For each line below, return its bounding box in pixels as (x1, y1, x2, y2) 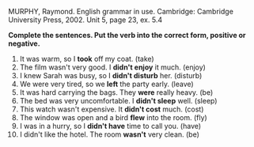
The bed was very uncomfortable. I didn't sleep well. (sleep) (19, 96, 218, 105)
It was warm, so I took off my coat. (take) (19, 55, 154, 63)
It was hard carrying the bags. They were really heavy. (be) (19, 88, 214, 97)
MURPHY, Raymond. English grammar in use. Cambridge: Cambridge (8, 7, 233, 16)
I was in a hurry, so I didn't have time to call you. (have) (19, 122, 202, 130)
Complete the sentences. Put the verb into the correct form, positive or (8, 31, 247, 40)
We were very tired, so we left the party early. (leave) (19, 79, 194, 89)
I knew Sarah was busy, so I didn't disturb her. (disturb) (19, 71, 203, 80)
